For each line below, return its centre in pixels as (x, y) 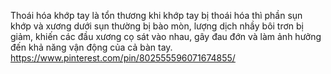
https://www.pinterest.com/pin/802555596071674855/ (123, 58)
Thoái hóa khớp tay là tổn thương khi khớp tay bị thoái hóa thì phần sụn (156, 15)
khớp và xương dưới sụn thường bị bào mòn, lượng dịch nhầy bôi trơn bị (157, 26)
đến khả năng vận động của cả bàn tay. (91, 47)
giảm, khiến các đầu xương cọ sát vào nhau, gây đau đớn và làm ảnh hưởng (166, 36)
